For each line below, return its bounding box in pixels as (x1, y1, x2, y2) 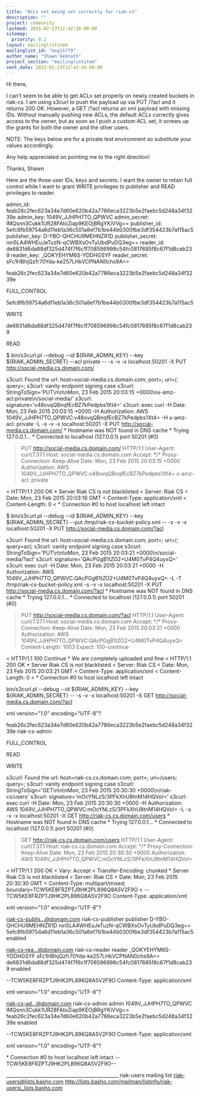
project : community (6, 20, 55, 26)
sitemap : (6, 31, 28, 37)
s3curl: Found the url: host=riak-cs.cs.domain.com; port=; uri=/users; (6, 774, 177, 782)
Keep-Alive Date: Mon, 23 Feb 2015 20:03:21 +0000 (52, 624, 180, 632)
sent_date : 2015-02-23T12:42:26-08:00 (6, 64, 103, 71)
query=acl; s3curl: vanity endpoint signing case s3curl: (6, 543, 142, 550)
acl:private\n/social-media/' (6, 395, 74, 402)
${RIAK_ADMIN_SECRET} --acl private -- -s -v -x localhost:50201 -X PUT (6, 358, 187, 365)
